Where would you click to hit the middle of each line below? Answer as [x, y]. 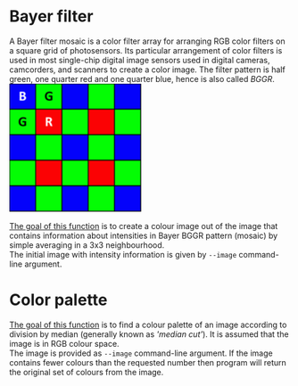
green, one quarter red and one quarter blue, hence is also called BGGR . [142, 78]
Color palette [58, 300]
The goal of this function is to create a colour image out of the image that [144, 226]
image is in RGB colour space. [64, 343]
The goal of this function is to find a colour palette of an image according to [148, 324]
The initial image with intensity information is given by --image [123, 254]
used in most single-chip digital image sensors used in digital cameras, [140, 60]
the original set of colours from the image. [87, 372]
